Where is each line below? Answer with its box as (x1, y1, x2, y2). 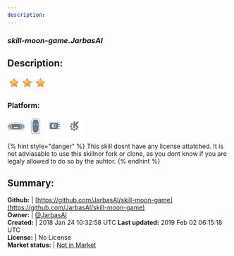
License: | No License (7, 233, 72, 242)
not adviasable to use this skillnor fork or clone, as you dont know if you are (7, 149, 227, 158)
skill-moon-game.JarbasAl (7, 35, 104, 45)
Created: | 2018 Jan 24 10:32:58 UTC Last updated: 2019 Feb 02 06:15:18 (7, 219, 223, 227)
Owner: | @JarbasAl (7, 211, 67, 219)
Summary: (7, 177, 54, 190)
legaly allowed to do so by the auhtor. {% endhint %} (7, 157, 161, 165)
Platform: (7, 101, 40, 111)
